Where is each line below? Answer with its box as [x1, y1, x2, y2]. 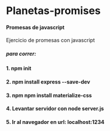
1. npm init [6, 65, 32, 72]
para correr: [6, 50, 36, 57]
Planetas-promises [6, 4, 101, 18]
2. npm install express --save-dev [6, 78, 91, 85]
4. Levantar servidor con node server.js [6, 105, 104, 112]
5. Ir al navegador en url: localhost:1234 [6, 118, 105, 125]
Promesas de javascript [6, 23, 65, 30]
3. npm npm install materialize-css [6, 92, 92, 99]
